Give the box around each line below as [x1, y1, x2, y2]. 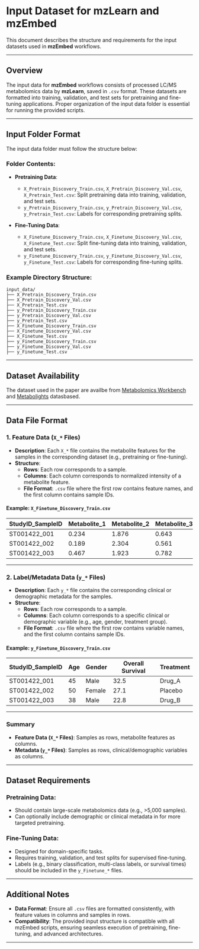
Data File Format [6, 416, 68, 426]
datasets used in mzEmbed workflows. [6, 43, 102, 50]
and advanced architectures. [33, 931, 104, 938]
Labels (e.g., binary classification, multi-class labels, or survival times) [14, 860, 187, 868]
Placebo [159, 687, 183, 695]
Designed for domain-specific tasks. [14, 847, 104, 855]
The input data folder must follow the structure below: [6, 145, 137, 152]
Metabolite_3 [155, 520, 193, 528]
